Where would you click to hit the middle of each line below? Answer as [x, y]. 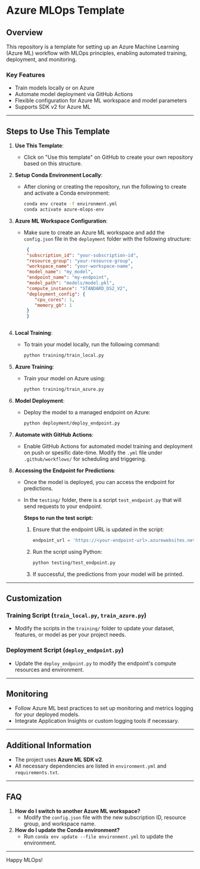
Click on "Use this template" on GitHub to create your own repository [108, 157]
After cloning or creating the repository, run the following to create [105, 187]
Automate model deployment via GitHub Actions [74, 94]
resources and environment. [49, 670]
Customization [34, 598]
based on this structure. [53, 164]
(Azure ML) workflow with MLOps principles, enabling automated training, [97, 53]
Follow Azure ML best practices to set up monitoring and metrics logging [104, 708]
